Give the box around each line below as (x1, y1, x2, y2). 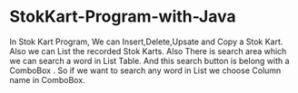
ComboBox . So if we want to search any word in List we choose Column (9, 65, 282, 76)
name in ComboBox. (9, 74, 85, 85)
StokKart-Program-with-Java (9, 6, 236, 27)
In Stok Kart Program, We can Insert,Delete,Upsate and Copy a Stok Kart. (9, 36, 283, 47)
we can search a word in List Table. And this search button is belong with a (9, 55, 290, 66)
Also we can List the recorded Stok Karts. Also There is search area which (9, 45, 287, 56)
